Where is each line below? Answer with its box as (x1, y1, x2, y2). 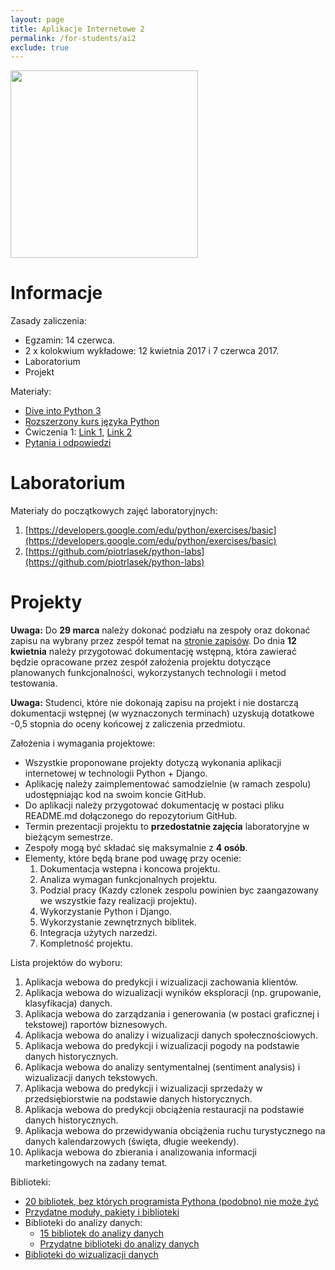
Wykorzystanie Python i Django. (39, 906, 173, 918)
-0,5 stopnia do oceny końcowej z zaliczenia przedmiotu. (10, 718, 246, 730)
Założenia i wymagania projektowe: (10, 737, 156, 750)
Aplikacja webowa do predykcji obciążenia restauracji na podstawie (24, 1104, 305, 1116)
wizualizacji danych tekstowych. (24, 1072, 158, 1084)
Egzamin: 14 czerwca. (24, 334, 116, 346)
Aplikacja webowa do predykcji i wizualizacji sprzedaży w (24, 1082, 263, 1095)
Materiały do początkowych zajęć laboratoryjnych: (10, 505, 218, 517)
